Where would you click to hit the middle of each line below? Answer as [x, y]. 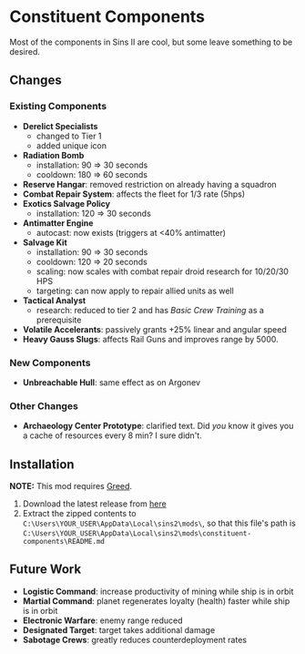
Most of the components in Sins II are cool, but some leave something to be [151, 42]
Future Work [46, 570]
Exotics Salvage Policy [66, 203]
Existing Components [58, 107]
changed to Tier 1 [69, 136]
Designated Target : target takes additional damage [119, 629]
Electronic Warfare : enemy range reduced [103, 620]
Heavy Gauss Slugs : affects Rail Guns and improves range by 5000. [151, 339]
